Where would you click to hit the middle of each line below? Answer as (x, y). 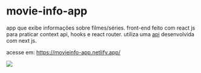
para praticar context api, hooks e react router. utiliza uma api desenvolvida (100, 34)
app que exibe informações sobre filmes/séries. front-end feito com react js (101, 28)
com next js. (21, 40)
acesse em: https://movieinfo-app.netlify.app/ (64, 52)
